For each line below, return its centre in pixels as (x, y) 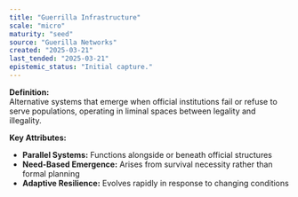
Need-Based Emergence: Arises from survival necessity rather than (147, 164)
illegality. (25, 120)
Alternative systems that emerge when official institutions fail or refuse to (143, 101)
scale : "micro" (37, 26)
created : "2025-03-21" (51, 51)
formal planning (51, 173)
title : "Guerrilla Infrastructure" (75, 17)
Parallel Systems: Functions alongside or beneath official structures (147, 154)
